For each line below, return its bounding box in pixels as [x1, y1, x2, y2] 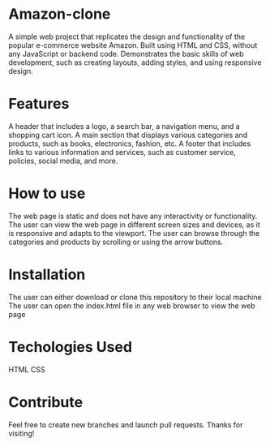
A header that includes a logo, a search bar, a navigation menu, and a [8, 121, 241, 131]
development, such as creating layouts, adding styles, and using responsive [8, 58, 262, 67]
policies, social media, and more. [8, 156, 118, 165]
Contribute [8, 392, 84, 411]
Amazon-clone [8, 5, 111, 24]
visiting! [8, 428, 35, 438]
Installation [8, 265, 86, 284]
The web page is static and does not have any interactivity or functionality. [8, 211, 258, 221]
